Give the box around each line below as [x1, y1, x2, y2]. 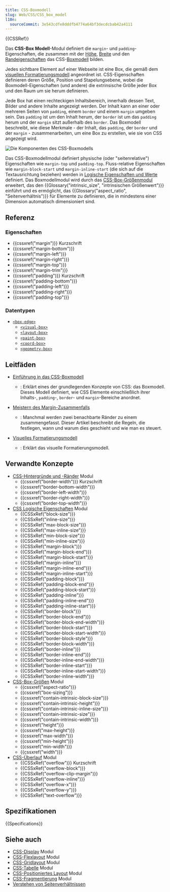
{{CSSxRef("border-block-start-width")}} [20, 630, 107, 636]
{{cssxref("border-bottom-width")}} [20, 484, 95, 490]
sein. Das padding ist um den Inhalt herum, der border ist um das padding [5, 114, 157, 120]
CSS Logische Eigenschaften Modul [12, 505, 88, 512]
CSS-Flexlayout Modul [12, 854, 60, 860]
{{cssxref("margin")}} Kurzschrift [12, 240, 82, 246]
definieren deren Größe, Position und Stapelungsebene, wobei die [5, 77, 144, 83]
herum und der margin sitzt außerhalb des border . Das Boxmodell [5, 119, 141, 125]
